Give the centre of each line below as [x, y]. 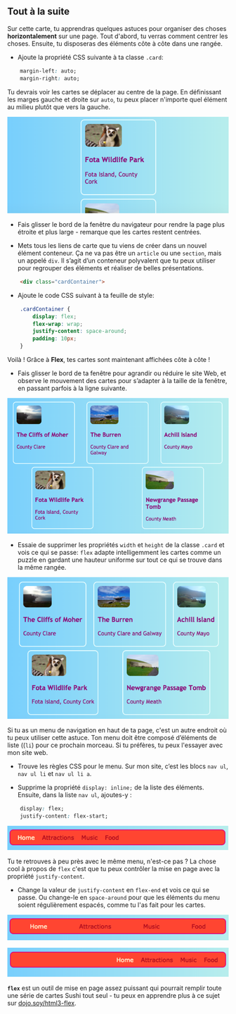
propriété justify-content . [46, 876]
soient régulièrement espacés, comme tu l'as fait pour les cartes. [111, 905]
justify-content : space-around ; [80, 331]
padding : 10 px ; [55, 339]
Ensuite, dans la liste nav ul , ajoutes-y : [74, 794]
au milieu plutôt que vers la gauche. [59, 107]
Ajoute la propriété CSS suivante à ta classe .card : [90, 57]
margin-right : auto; [50, 78]
